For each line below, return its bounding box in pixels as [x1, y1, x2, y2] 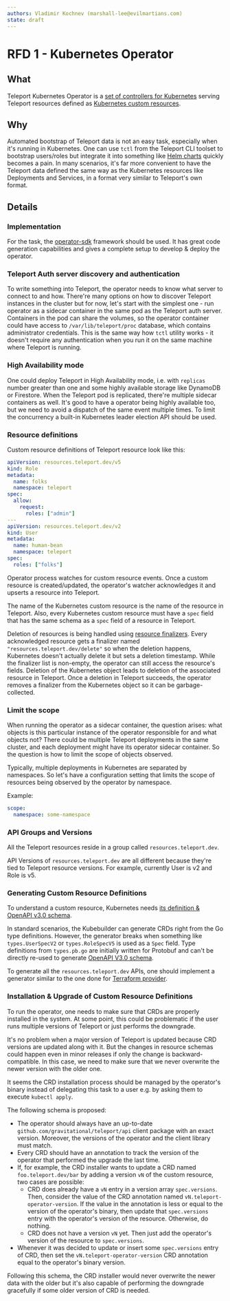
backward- [172, 1050, 203, 1058]
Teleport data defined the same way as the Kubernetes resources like [7, 167, 204, 175]
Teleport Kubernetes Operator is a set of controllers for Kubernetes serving [7, 92, 220, 100]
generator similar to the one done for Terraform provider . [7, 975, 168, 983]
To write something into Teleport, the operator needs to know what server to [7, 285, 223, 293]
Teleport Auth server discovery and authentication [7, 269, 181, 279]
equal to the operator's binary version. [16, 1258, 126, 1267]
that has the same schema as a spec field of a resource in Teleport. [7, 616, 196, 624]
